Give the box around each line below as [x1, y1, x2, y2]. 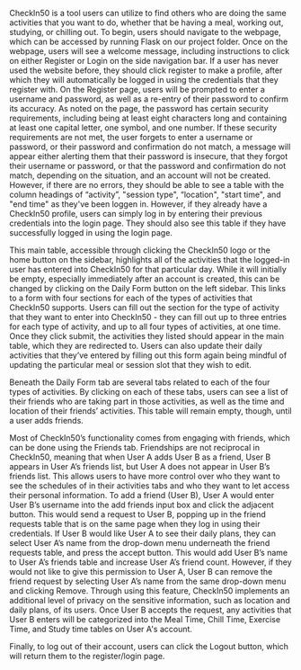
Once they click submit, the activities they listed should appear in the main [9, 331, 285, 341]
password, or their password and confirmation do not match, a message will [9, 141, 291, 152]
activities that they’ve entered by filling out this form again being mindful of [9, 350, 288, 361]
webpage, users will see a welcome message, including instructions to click [9, 46, 290, 57]
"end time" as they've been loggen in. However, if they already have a [9, 199, 268, 210]
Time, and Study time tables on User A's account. [9, 624, 193, 634]
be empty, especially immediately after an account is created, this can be [9, 273, 280, 284]
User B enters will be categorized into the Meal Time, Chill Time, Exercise [9, 614, 281, 624]
